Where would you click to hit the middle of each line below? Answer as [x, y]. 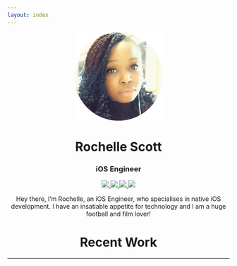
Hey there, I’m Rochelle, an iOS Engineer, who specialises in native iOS [119, 199]
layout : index [28, 15]
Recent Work [119, 242]
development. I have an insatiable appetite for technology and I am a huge [119, 207]
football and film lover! [119, 214]
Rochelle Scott [119, 147]
